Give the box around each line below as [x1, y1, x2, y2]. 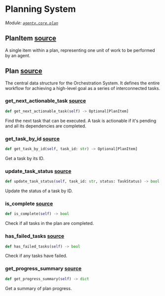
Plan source [5, 67, 43, 75]
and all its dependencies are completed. [5, 123, 86, 129]
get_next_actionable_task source [5, 97, 86, 104]
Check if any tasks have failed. [5, 253, 67, 259]
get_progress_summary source [5, 265, 82, 272]
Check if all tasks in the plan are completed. [5, 220, 94, 226]
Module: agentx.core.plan [5, 20, 58, 26]
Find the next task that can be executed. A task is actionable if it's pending [5, 118, 157, 124]
